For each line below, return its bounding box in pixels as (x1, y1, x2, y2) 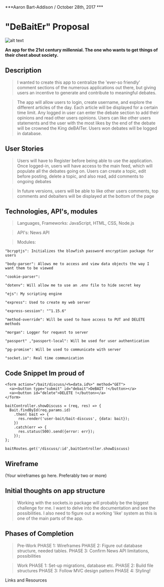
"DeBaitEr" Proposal (5, 22, 89, 32)
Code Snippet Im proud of (5, 369, 85, 377)
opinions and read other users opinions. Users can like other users (17, 115, 151, 120)
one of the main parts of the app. (17, 515, 84, 521)
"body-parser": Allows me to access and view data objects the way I (5, 261, 150, 266)
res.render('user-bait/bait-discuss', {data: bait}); (18, 416, 130, 422)
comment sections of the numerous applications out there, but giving (17, 84, 156, 90)
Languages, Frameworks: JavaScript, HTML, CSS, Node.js (17, 220, 134, 226)
